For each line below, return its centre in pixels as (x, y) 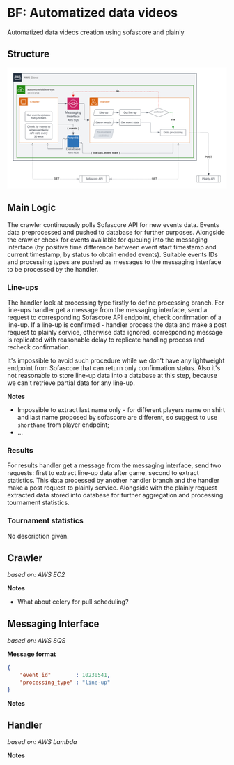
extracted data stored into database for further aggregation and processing (115, 495)
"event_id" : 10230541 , (65, 676)
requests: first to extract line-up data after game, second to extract (103, 473)
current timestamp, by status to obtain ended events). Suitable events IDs (112, 254)
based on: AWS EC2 (36, 575)
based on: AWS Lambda (42, 742)
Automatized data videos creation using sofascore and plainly (96, 32)
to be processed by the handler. (53, 269)
